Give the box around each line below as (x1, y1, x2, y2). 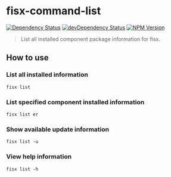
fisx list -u (6, 139, 39, 145)
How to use (6, 52, 49, 63)
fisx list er (6, 111, 39, 117)
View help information (6, 153, 72, 161)
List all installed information (6, 70, 88, 79)
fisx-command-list (6, 4, 101, 18)
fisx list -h (6, 166, 39, 172)
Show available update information (6, 125, 110, 133)
